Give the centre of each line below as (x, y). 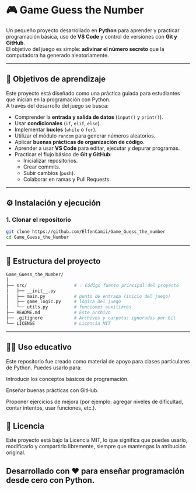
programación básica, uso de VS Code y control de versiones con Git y (92, 36)
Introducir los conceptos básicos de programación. (67, 379)
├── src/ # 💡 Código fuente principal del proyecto (92, 285)
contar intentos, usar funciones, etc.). (51, 408)
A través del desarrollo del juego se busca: (57, 105)
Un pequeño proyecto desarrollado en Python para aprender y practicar (93, 30)
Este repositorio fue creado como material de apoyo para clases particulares (98, 361)
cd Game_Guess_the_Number (37, 237)
